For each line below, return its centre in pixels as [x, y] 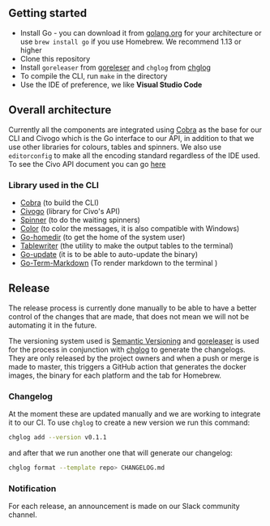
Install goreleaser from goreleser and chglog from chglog [115, 67]
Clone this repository [55, 58]
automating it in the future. [53, 325]
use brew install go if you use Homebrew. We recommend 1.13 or [131, 41]
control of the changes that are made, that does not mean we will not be [129, 316]
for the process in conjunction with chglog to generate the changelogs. [127, 349]
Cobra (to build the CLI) [60, 203]
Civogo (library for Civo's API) [70, 211]
